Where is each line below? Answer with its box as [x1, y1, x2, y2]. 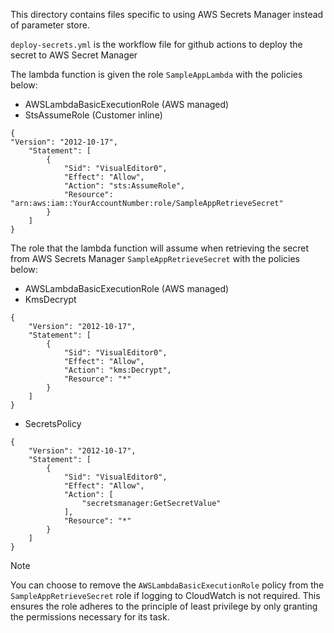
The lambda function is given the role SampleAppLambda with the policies [10, 69, 303, 80]
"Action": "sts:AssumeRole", [63, 181, 186, 191]
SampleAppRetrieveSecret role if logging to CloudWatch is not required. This [10, 590, 321, 601]
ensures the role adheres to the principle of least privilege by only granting [10, 600, 318, 612]
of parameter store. [10, 19, 90, 31]
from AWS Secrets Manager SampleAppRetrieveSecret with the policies [10, 253, 300, 264]
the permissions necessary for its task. [10, 611, 170, 623]
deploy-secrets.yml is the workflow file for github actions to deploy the [10, 39, 303, 50]
